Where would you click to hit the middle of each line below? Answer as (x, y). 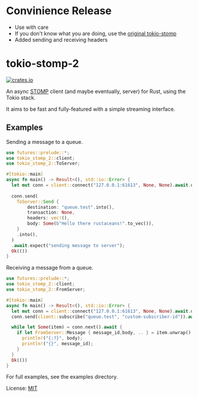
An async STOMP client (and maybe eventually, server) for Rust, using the (96, 91)
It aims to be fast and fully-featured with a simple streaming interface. (91, 109)
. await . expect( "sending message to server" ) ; (68, 245)
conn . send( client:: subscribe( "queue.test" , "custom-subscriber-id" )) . (100, 317)
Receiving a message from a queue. (50, 268)
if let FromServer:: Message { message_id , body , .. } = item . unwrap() (104, 333)
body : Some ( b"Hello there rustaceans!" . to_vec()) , (91, 224)
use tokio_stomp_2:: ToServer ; (43, 163)
